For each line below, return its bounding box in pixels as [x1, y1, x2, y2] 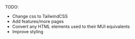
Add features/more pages [12, 19, 64, 24]
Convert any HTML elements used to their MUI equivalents [12, 24, 130, 29]
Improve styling [12, 29, 44, 34]
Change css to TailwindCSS [12, 13, 68, 19]
